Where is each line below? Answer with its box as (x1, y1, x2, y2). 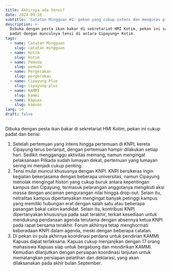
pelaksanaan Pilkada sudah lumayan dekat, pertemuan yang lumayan (12, 157, 158, 163)
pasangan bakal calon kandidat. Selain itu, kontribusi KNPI (12, 206, 135, 212)
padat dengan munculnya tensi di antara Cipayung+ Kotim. (10, 31, 136, 36)
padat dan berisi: (5, 131, 41, 137)
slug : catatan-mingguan (14, 45, 65, 50)
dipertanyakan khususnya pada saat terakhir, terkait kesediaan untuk (12, 211, 157, 217)
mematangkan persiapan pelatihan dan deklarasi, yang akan (12, 254, 139, 260)
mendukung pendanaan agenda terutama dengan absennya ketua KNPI (12, 216, 163, 223)
